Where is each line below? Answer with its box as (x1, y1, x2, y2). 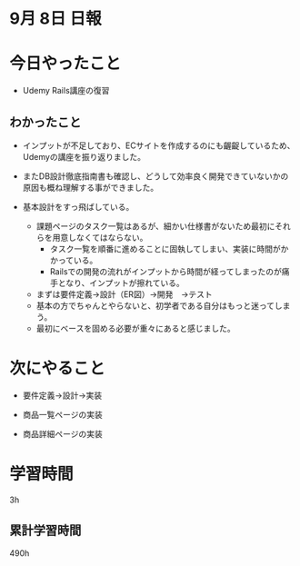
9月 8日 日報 (9, 8, 102, 29)
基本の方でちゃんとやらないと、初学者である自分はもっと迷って (35, 300, 275, 311)
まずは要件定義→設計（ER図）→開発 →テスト (35, 288, 214, 300)
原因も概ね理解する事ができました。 (22, 182, 159, 193)
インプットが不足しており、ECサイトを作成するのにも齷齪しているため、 (22, 140, 295, 151)
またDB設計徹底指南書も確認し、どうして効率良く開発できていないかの (22, 170, 289, 182)
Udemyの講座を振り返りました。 (22, 151, 145, 162)
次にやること (9, 358, 106, 379)
